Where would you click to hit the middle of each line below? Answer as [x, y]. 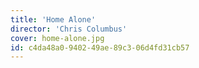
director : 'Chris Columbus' [69, 29]
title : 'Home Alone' [53, 19]
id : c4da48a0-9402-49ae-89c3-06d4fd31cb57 [100, 47]
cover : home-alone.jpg [57, 38]
